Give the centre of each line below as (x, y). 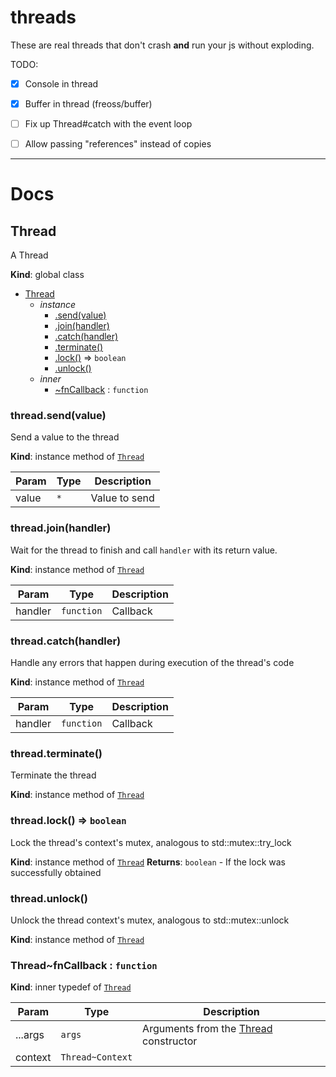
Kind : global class (47, 275)
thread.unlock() (49, 898)
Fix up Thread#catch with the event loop (108, 124)
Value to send (122, 498)
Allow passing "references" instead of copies (118, 144)
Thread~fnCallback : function (84, 965)
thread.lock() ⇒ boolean (68, 821)
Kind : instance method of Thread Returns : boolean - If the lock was (148, 862)
